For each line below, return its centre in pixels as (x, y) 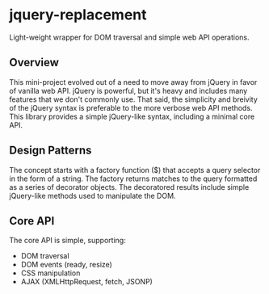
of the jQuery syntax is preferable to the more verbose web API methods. (131, 107)
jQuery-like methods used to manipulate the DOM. (92, 195)
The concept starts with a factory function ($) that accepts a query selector (135, 170)
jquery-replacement (78, 15)
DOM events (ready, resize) (66, 265)
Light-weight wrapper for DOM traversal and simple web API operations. (129, 37)
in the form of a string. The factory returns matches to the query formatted (133, 178)
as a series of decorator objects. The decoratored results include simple (129, 187)
